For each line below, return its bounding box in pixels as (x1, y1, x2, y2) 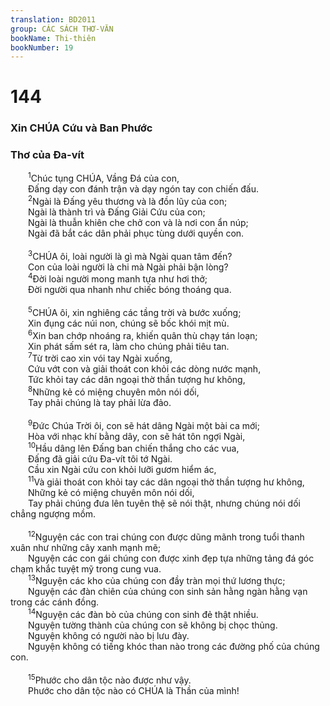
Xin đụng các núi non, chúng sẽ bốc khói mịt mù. (28, 317, 230, 329)
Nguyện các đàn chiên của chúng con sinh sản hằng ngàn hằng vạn (28, 586, 308, 598)
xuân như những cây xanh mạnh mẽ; (10, 541, 162, 553)
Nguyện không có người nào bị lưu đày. (28, 629, 190, 641)
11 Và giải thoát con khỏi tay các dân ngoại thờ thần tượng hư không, (28, 474, 305, 488)
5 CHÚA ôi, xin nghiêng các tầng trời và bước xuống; (28, 305, 242, 318)
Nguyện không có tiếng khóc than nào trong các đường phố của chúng (28, 640, 320, 652)
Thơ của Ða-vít (10, 148, 85, 162)
